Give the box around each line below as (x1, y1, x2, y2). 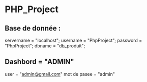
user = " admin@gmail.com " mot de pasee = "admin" (5, 71, 115, 77)
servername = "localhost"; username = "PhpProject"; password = (5, 37, 142, 43)
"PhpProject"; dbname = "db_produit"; (5, 43, 85, 49)
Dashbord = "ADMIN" (5, 58, 74, 66)
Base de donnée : (5, 24, 61, 33)
